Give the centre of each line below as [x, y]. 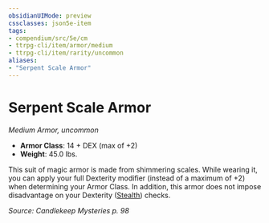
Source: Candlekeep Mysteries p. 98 [69, 210]
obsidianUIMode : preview [50, 16]
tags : [17, 30]
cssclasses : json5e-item [50, 23]
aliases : [23, 61]
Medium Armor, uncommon [53, 130]
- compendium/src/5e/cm [48, 38]
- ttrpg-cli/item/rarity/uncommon [66, 53]
